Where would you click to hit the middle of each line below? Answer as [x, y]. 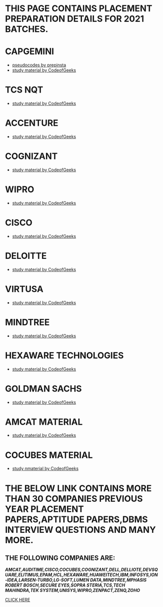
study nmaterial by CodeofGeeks [45, 469]
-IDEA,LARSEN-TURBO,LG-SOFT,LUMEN [47, 580]
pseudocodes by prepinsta [39, 65]
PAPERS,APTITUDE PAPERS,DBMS [76, 519]
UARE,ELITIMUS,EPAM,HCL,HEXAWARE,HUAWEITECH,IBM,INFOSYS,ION [81, 575]
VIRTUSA [24, 289]
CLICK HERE [18, 600]
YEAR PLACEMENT [44, 509]
